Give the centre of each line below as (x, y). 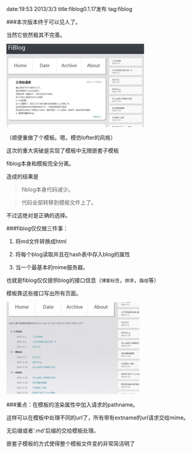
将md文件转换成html (41, 241)
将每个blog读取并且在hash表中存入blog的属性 (72, 254)
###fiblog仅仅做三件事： (38, 228)
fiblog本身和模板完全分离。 (40, 163)
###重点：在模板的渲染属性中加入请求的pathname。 (72, 404)
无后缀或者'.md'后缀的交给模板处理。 (53, 430)
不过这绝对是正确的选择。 (39, 215)
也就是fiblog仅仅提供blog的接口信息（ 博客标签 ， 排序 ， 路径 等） (83, 280)
